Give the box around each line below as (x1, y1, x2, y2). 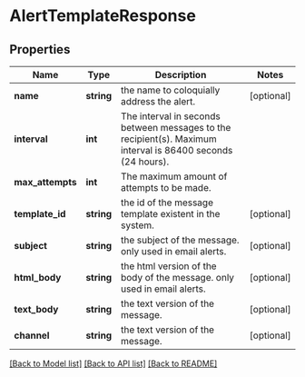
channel (14, 329, 50, 342)
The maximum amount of (121, 170, 228, 183)
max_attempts (14, 176, 77, 188)
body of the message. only (121, 272, 234, 283)
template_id (14, 208, 66, 220)
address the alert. (121, 95, 196, 107)
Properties (9, 42, 71, 57)
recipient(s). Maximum (121, 133, 218, 145)
